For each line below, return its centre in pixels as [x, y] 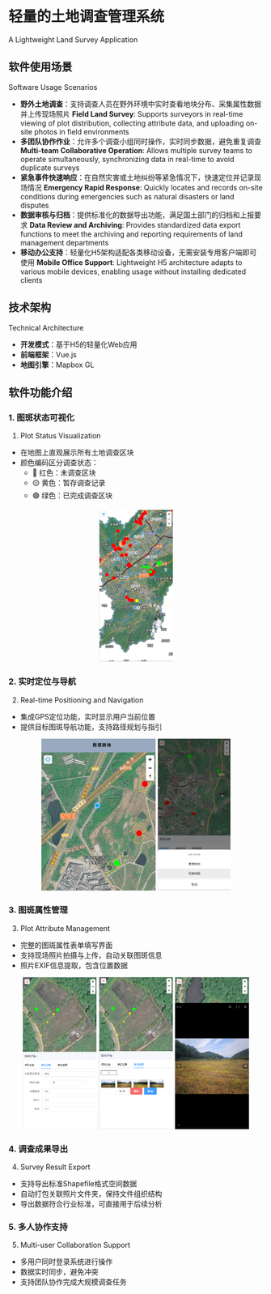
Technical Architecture [46, 327]
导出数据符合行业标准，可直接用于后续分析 [91, 1204]
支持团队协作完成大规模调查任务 [73, 1282]
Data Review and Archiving [76, 224]
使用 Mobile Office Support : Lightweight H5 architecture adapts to [131, 262]
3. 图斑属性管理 [38, 910]
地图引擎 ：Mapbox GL [57, 365]
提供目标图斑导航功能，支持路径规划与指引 [91, 727]
